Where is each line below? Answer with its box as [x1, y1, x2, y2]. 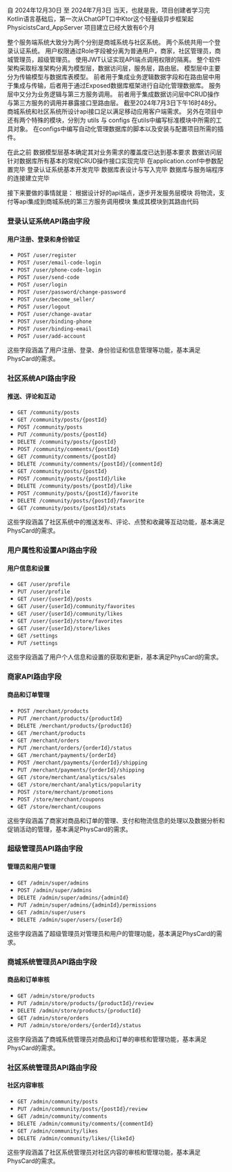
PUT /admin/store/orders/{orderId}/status [17, 1022, 142, 1029]
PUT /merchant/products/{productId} [17, 715, 123, 722]
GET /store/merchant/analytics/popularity [17, 781, 142, 788]
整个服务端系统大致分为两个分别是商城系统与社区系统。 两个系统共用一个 [7, 38, 215, 46]
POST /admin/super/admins [17, 887, 92, 894]
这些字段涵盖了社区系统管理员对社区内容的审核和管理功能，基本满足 [7, 1148, 201, 1156]
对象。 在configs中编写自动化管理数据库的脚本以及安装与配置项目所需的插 [12, 125, 224, 133]
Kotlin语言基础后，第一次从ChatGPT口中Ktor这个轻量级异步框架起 [7, 15, 194, 23]
